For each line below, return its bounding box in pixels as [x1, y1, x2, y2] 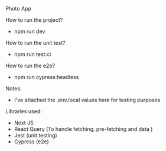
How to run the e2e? [5, 62, 56, 69]
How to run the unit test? [5, 40, 66, 46]
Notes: [5, 85, 22, 92]
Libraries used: [5, 108, 42, 114]
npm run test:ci [14, 51, 51, 58]
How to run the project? [5, 17, 63, 23]
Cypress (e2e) [14, 138, 50, 145]
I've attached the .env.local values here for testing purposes [14, 97, 161, 103]
